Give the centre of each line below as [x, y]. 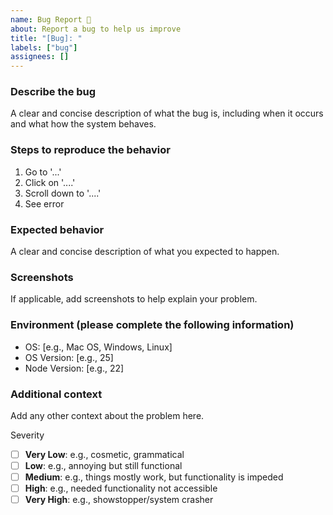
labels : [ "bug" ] [44, 47]
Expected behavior [57, 229]
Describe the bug [53, 92]
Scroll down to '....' [63, 193]
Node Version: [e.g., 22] [74, 368]
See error [44, 203]
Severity [27, 435]
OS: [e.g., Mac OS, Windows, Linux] [98, 347]
